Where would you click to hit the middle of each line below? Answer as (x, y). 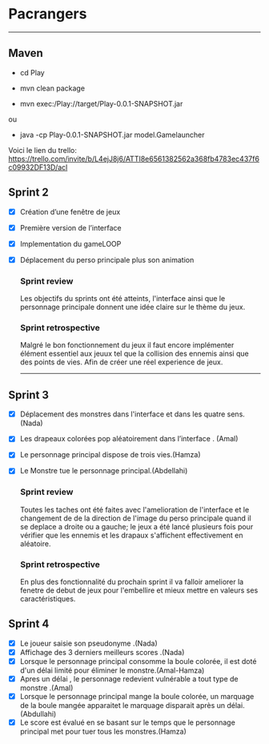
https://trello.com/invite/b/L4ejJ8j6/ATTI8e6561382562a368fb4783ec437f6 (134, 159)
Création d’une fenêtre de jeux (70, 211)
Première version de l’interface (70, 227)
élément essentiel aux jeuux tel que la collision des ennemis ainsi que (134, 354)
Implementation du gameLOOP (70, 243)
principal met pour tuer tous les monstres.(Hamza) (103, 732)
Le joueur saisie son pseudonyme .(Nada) (88, 643)
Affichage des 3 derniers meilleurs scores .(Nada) (102, 652)
